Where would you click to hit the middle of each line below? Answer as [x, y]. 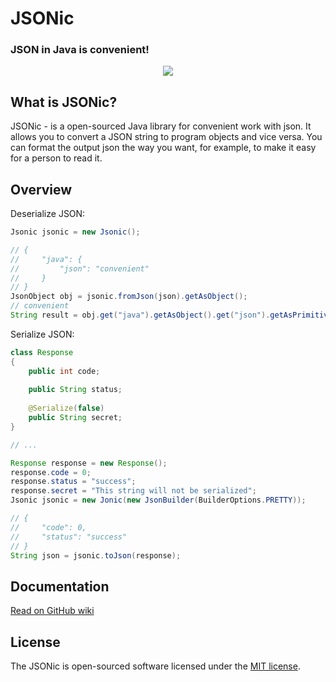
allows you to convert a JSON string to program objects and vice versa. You [166, 137]
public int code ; [64, 371]
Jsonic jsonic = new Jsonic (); [75, 232]
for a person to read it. [56, 158]
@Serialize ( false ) [66, 408]
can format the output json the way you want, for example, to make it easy [163, 148]
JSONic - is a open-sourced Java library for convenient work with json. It [161, 126]
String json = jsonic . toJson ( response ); [96, 555]
